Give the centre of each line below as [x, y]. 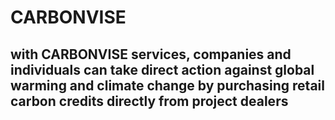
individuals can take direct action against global [162, 69]
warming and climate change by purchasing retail [167, 85]
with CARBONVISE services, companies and [151, 54]
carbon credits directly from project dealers [149, 101]
